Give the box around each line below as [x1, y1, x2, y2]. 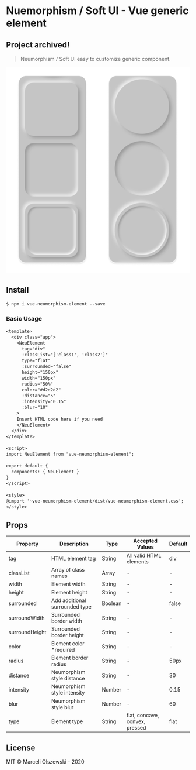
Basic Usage [6, 314, 43, 322]
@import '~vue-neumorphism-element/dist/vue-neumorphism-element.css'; [6, 499, 184, 504]
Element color [51, 640, 85, 647]
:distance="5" [21, 393, 57, 399]
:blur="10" [21, 405, 48, 411]
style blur [51, 703, 74, 710]
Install [6, 285, 29, 295]
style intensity [51, 689, 85, 696]
